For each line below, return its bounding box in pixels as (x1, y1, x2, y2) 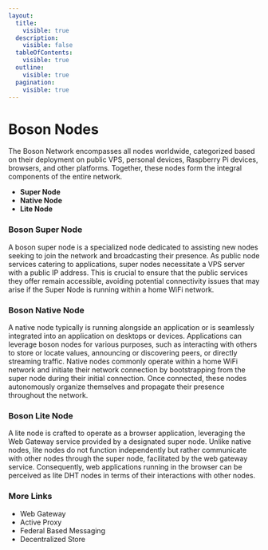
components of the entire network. (8, 172, 123, 182)
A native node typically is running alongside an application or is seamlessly (8, 322, 255, 332)
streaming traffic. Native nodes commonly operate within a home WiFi (8, 356, 238, 366)
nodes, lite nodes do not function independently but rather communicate (8, 446, 247, 455)
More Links (8, 491, 53, 502)
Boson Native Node (8, 304, 85, 316)
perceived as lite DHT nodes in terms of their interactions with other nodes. (8, 471, 256, 481)
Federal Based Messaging (19, 525, 106, 535)
